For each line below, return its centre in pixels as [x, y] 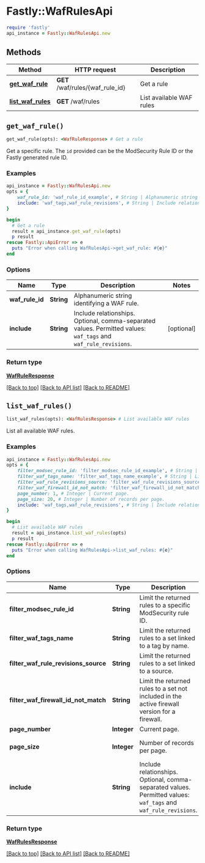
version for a [157, 711]
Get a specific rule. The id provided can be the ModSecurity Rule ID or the [100, 151]
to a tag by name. [164, 645]
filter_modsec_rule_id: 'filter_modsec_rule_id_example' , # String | [108, 471]
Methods [24, 52]
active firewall [159, 703]
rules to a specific [165, 605]
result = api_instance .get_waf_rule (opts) [67, 231]
